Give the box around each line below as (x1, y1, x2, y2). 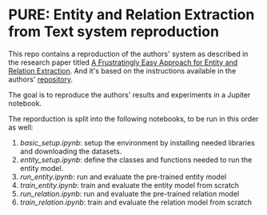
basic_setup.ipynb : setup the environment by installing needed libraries (19, 137, 256, 147)
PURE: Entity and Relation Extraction (8, 6, 255, 24)
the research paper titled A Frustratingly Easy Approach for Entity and (8, 58, 238, 67)
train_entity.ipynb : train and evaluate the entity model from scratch (19, 180, 240, 189)
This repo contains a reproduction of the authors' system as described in (8, 49, 249, 58)
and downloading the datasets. (19, 146, 122, 156)
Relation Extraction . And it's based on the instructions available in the (8, 66, 237, 75)
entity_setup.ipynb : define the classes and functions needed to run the (19, 154, 253, 165)
